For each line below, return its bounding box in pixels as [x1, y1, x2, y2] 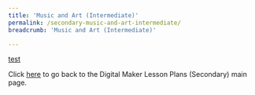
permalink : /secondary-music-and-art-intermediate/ [8, 19, 181, 27]
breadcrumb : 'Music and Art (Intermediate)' [8, 26, 157, 34]
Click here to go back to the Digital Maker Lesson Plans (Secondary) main [8, 70, 248, 79]
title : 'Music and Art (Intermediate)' [8, 11, 139, 20]
